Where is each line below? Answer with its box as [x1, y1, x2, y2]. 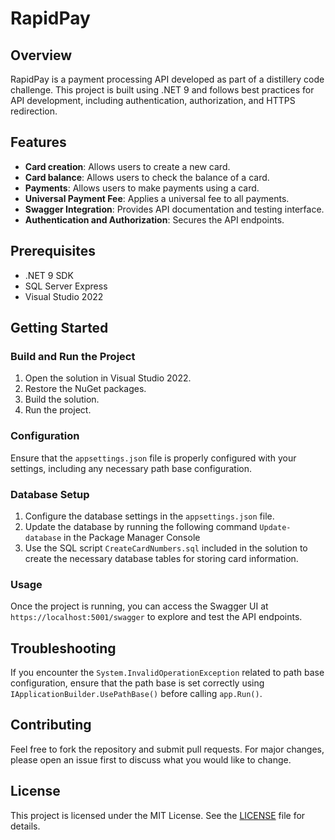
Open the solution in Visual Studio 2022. [24, 372, 192, 384]
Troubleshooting [10, 640, 117, 657]
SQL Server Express [24, 280, 108, 292]
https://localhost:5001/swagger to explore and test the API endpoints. [10, 611, 303, 623]
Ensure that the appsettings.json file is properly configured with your [10, 452, 297, 464]
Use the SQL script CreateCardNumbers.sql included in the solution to [24, 542, 308, 554]
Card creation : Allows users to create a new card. [24, 160, 231, 172]
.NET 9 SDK [24, 269, 74, 281]
